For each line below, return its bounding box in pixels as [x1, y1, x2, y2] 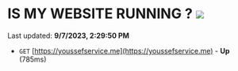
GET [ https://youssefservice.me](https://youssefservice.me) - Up [18, 46, 230, 55]
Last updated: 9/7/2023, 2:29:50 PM [7, 31, 130, 40]
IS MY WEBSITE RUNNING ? [7, 5, 194, 23]
